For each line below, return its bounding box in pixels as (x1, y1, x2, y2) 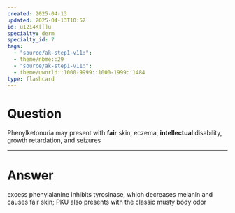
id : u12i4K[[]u (7, 23, 52, 30)
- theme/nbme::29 (13, 56, 64, 63)
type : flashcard (7, 75, 55, 83)
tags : (7, 43, 23, 50)
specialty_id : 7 (7, 36, 55, 43)
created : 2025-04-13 (7, 10, 68, 18)
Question (7, 106, 62, 121)
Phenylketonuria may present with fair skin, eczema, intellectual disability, (7, 129, 222, 137)
